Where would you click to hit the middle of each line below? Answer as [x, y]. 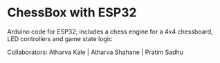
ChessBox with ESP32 [72, 13]
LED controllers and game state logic [60, 38]
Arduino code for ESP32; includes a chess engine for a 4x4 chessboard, [110, 32]
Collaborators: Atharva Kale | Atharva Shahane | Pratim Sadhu [95, 52]
